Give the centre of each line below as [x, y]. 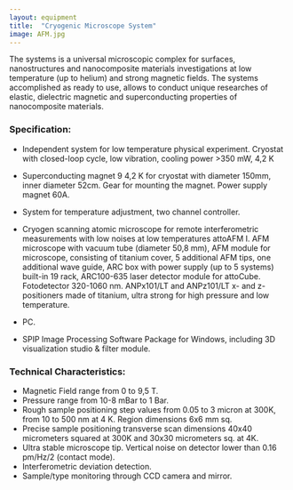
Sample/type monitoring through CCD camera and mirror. [127, 476]
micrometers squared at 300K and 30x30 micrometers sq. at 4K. [140, 438]
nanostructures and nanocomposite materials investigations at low [131, 68]
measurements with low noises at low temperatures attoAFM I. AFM [146, 238]
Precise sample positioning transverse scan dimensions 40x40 [137, 429]
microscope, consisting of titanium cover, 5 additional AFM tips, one [146, 257]
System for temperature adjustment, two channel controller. [131, 212]
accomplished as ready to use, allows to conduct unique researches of [139, 88]
